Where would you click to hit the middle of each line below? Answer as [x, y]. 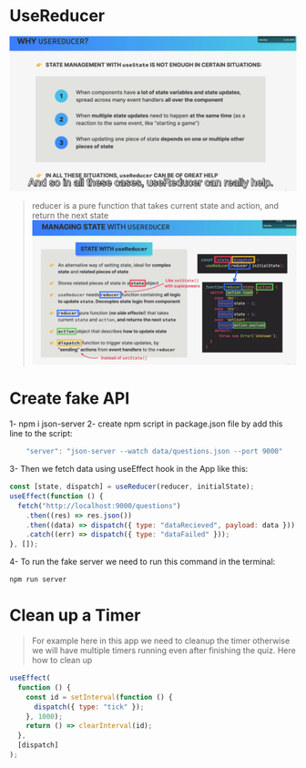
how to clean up [62, 660]
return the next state [70, 216]
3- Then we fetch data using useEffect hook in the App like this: [129, 469]
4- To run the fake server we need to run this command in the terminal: [143, 562]
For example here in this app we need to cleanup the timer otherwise [161, 641]
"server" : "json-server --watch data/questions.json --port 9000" [154, 452]
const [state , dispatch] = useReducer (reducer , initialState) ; [132, 487]
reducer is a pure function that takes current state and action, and [155, 206]
